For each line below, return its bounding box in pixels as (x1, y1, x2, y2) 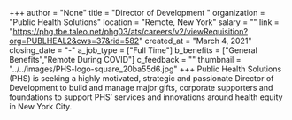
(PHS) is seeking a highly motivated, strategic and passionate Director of (9, 73, 274, 83)
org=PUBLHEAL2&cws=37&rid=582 (9, 35, 140, 46)
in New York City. (9, 101, 73, 111)
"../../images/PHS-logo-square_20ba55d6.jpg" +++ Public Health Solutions (9, 64, 282, 74)
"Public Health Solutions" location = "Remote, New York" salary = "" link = (9, 17, 280, 27)
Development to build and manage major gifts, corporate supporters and (9, 83, 273, 93)
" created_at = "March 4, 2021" (138, 35, 252, 46)
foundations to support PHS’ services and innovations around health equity (9, 92, 283, 102)
